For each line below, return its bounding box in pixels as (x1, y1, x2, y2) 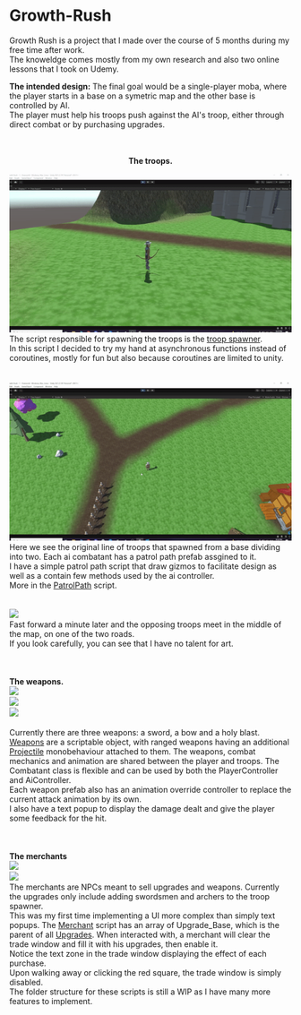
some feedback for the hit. (9, 813, 107, 823)
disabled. (9, 976, 43, 987)
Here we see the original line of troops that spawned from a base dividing (9, 541, 280, 552)
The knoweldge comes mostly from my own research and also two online (9, 54, 279, 65)
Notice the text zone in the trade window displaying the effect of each (9, 948, 267, 959)
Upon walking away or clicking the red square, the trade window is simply (9, 967, 282, 977)
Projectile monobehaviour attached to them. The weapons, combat (9, 745, 256, 757)
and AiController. (9, 774, 72, 785)
